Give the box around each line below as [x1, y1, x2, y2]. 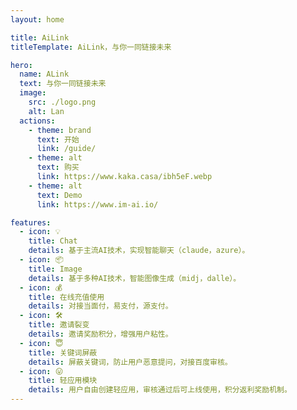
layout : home [10, 14, 65, 25]
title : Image [28, 264, 83, 274]
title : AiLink [10, 32, 70, 43]
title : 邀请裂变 [28, 320, 90, 330]
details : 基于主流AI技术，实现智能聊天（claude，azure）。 [28, 246, 250, 256]
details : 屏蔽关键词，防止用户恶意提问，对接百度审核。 [28, 357, 233, 367]
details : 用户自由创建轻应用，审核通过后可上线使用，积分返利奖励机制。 [28, 385, 292, 395]
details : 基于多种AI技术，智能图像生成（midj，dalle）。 [28, 273, 242, 283]
